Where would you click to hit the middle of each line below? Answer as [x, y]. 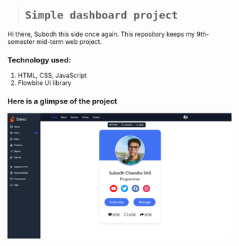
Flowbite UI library [44, 83]
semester [21, 41]
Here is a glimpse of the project [62, 101]
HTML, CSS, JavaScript [52, 76]
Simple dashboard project [101, 15]
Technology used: [39, 60]
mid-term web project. [69, 41]
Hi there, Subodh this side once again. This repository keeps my [101, 34]
